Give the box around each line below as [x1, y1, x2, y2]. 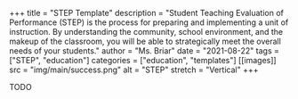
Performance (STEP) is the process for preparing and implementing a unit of [9, 17, 289, 28]
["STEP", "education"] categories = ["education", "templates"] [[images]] [9, 55, 278, 65]
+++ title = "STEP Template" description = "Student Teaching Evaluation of [9, 8, 285, 18]
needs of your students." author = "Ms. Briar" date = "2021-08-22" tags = [9, 45, 280, 56]
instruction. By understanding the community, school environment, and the [9, 27, 284, 37]
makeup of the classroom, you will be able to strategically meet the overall [9, 36, 282, 46]
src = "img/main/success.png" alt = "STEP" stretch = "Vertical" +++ [9, 64, 259, 75]
